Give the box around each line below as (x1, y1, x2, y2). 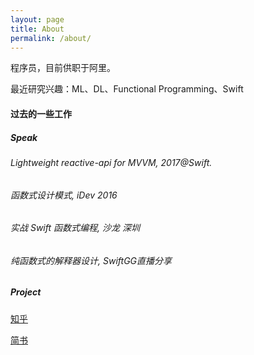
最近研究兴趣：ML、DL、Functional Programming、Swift (10, 83, 244, 95)
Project (10, 286, 42, 298)
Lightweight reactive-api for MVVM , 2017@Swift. (10, 156, 213, 168)
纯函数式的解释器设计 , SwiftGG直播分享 (10, 254, 173, 266)
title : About (10, 24, 65, 34)
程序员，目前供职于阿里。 (10, 62, 116, 74)
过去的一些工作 (10, 107, 72, 120)
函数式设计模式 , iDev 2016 (10, 189, 118, 201)
